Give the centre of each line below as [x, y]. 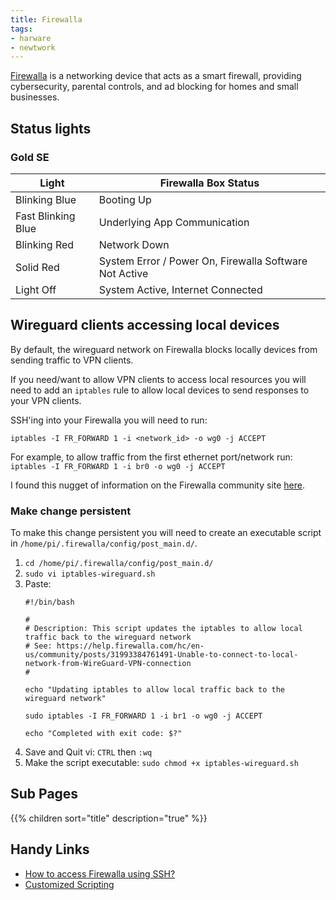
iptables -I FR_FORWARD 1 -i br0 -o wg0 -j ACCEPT [118, 466]
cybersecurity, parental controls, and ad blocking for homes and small [154, 87]
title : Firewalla [46, 19]
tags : [21, 29]
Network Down [134, 244]
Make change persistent [71, 511]
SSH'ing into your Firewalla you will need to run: [109, 420]
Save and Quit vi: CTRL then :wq [88, 752]
